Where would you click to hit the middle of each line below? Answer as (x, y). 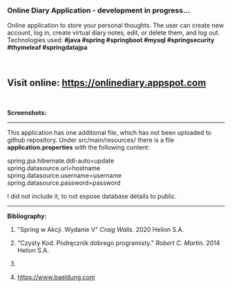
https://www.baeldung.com (56, 277)
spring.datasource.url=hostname (54, 168)
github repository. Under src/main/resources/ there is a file (91, 140)
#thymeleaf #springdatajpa (47, 48)
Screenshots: (27, 113)
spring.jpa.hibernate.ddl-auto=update (61, 161)
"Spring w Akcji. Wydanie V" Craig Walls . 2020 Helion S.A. (100, 230)
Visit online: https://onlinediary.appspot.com (107, 83)
